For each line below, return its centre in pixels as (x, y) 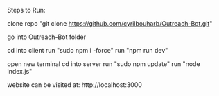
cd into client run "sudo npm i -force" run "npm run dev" (88, 50)
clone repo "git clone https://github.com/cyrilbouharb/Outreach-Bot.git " (110, 23)
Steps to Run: (26, 10)
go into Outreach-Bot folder (47, 37)
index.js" (20, 71)
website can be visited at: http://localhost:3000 (75, 85)
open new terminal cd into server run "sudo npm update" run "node (104, 64)
